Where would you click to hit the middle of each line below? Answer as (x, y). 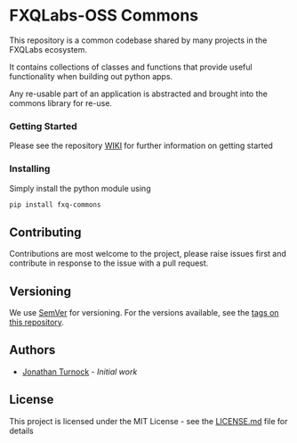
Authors (32, 350)
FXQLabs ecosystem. (48, 49)
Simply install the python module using (80, 188)
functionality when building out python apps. (91, 76)
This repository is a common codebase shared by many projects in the (138, 40)
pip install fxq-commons (55, 205)
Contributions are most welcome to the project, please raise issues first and (148, 254)
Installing (30, 168)
